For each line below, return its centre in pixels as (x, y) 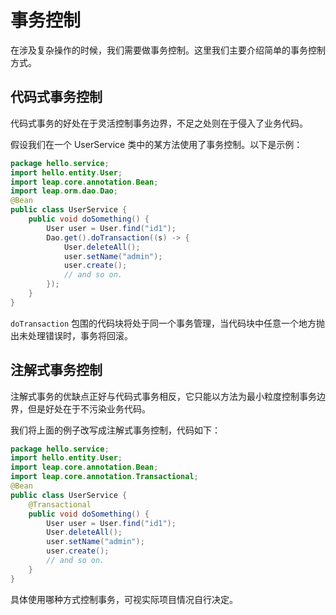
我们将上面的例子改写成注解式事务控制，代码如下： (115, 430)
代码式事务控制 (56, 97)
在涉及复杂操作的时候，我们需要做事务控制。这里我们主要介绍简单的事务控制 (168, 50)
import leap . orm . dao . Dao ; (64, 191)
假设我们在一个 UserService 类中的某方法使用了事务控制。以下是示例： (156, 144)
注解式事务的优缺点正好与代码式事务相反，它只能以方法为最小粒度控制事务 (163, 396)
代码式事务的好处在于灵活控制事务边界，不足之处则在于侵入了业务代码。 (159, 123)
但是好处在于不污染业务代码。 (89, 408)
